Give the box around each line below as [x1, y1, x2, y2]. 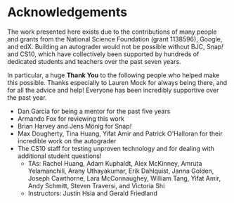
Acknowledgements [7, 4, 128, 20]
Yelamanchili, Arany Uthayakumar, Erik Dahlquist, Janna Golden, [27, 166, 214, 175]
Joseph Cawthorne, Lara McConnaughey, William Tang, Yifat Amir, [27, 173, 221, 183]
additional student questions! [17, 152, 102, 160]
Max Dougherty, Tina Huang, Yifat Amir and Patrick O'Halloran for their [17, 129, 223, 138]
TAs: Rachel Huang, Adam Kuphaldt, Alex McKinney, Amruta [27, 159, 202, 167]
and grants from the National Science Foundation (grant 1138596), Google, [7, 34, 223, 43]
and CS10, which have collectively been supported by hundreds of [7, 50, 200, 58]
